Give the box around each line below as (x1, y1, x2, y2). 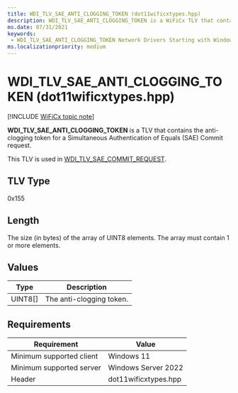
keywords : (7, 30, 37, 38)
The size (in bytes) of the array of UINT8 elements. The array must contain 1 (7, 233, 229, 241)
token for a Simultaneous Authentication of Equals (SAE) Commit (34, 133, 223, 142)
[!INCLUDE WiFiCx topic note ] (7, 112, 95, 120)
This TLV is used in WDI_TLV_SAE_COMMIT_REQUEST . (7, 154, 166, 163)
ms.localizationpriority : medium (7, 43, 106, 50)
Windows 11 (108, 351, 151, 361)
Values (7, 261, 39, 273)
